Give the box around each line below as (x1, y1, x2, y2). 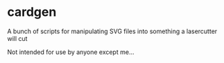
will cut (7, 34, 28, 42)
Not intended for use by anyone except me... (7, 48, 135, 56)
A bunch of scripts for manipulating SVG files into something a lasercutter (7, 27, 218, 35)
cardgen (7, 4, 57, 20)
